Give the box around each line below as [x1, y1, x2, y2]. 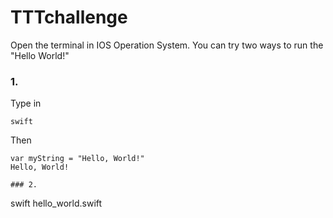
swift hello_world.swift [10, 197, 103, 210]
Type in [10, 97, 42, 110]
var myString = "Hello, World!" [10, 154, 145, 164]
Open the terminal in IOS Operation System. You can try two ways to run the [10, 39, 324, 51]
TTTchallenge [10, 6, 128, 29]
